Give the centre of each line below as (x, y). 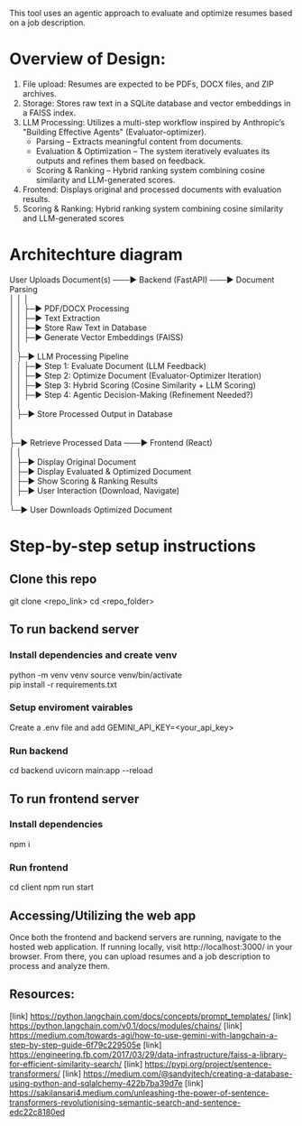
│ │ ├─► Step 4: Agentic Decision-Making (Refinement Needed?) (132, 394)
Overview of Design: (88, 59)
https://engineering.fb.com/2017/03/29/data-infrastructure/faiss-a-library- (148, 1054)
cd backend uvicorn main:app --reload (81, 771)
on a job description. (47, 23)
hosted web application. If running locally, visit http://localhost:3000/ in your (151, 946)
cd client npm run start (52, 887)
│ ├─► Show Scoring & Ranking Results (84, 481)
